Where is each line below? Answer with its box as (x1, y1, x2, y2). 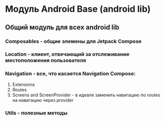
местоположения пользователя (5, 57, 86, 64)
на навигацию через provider (12, 97, 74, 103)
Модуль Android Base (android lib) (5, 3, 151, 15)
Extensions (12, 81, 35, 87)
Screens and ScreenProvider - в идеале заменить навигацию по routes (12, 92, 161, 98)
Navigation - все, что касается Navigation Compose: (5, 70, 136, 77)
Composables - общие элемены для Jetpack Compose (5, 38, 142, 45)
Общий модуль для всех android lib (5, 23, 120, 31)
